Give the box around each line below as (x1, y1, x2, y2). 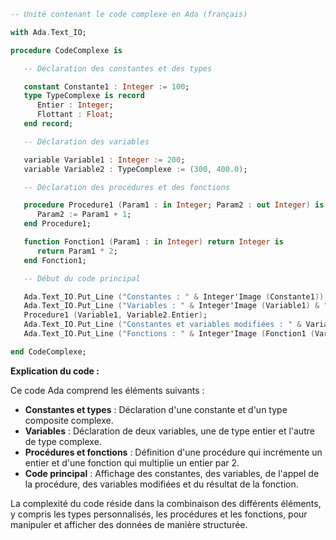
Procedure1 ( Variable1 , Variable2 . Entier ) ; (23, 310, 208, 320)
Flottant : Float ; (36, 110, 114, 120)
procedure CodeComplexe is (10, 45, 123, 55)
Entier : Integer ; (36, 100, 114, 110)
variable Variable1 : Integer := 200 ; (23, 155, 186, 165)
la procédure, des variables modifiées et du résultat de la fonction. (24, 478, 299, 490)
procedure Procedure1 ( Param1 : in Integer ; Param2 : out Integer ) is (23, 200, 325, 210)
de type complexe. (24, 435, 102, 447)
